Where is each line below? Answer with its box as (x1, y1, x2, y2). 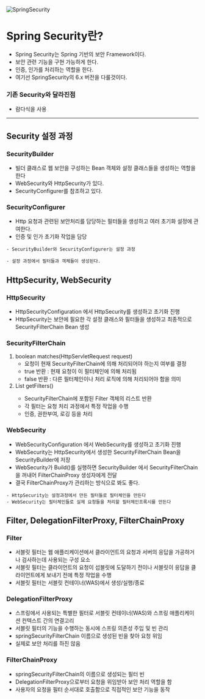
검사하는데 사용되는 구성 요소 (21, 556, 90, 564)
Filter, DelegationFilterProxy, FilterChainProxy (6, 515, 185, 526)
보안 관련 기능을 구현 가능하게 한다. (15, 58, 99, 66)
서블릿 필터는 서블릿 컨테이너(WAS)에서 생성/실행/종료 (15, 579, 145, 586)
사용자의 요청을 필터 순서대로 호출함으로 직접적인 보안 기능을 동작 (15, 686, 170, 693)
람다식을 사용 (15, 105, 47, 113)
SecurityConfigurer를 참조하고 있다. (15, 187, 103, 194)
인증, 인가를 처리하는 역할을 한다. (15, 66, 93, 73)
